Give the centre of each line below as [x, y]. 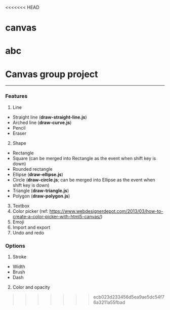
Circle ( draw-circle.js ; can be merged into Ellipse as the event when [84, 180]
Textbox [21, 206]
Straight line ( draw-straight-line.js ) [50, 117]
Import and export [31, 227]
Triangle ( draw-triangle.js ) [41, 190]
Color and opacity [31, 287]
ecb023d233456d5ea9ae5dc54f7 [129, 297]
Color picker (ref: [30, 211]
